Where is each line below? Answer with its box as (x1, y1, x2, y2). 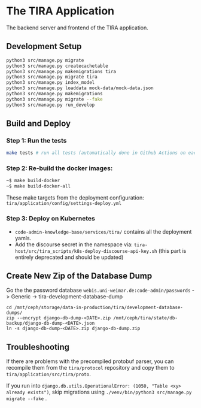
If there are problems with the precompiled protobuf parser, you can (6, 358, 174, 365)
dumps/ (6, 310, 23, 316)
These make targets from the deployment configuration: (6, 194, 145, 201)
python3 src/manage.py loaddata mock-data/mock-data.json (6, 85, 154, 91)
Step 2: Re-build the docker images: (6, 164, 113, 173)
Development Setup (6, 41, 82, 52)
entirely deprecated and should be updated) (14, 253, 124, 261)
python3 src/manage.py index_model (6, 80, 95, 86)
